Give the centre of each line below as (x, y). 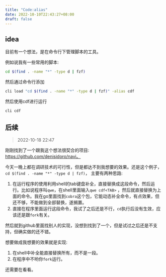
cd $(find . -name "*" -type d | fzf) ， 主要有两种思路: (64, 173)
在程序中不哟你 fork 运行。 (39, 259)
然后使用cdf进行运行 (26, 101)
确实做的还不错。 (36, 231)
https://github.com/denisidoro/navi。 (43, 156)
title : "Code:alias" (27, 10)
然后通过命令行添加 (25, 82)
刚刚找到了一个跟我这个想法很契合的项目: (47, 150)
